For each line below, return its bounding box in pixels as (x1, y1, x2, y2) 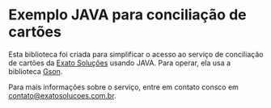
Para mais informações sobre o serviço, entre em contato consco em (8, 82, 239, 92)
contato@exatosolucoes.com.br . (8, 90, 116, 100)
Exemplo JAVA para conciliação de (8, 6, 247, 24)
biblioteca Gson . (8, 66, 63, 76)
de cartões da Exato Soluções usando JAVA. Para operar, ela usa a (8, 58, 231, 68)
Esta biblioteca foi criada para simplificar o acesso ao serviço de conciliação (8, 49, 264, 59)
